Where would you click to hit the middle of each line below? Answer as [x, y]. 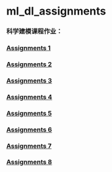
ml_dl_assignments [56, 11]
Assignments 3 [29, 80]
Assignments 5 [29, 113]
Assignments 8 [29, 162]
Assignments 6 [29, 129]
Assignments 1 [29, 48]
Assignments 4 [30, 97]
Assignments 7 [29, 146]
